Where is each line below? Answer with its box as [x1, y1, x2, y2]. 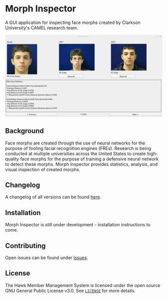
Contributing [5, 241, 46, 250]
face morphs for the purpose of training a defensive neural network [20, 155, 159, 162]
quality [5, 155, 19, 162]
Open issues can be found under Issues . [5, 255, 88, 261]
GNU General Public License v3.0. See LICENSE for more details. [5, 288, 136, 294]
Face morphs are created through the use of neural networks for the [5, 140, 146, 146]
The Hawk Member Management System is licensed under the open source [5, 282, 161, 288]
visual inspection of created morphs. [5, 166, 81, 172]
